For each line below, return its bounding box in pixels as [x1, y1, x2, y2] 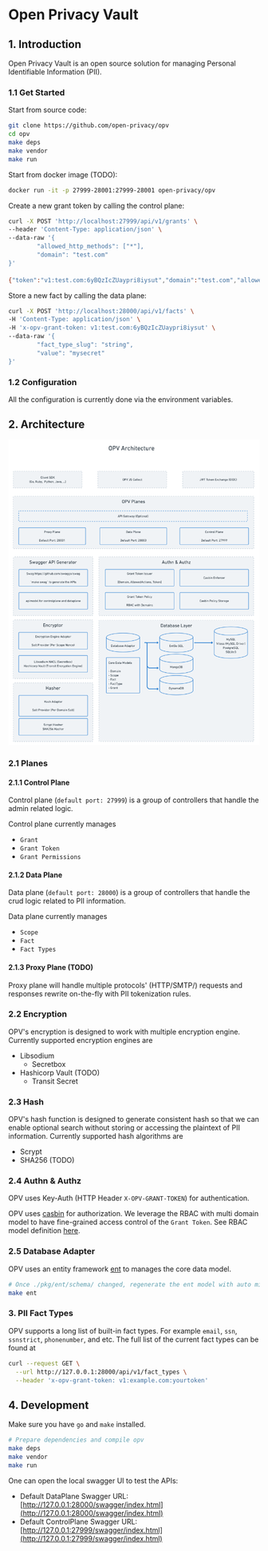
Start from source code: [8, 105, 87, 115]
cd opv [8, 130, 30, 138]
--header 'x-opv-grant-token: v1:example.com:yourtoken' [15, 1376, 209, 1384]
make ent [8, 1289, 37, 1297]
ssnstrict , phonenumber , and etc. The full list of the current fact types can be [8, 1334, 259, 1344]
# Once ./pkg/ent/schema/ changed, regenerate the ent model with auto [8, 1280, 251, 1288]
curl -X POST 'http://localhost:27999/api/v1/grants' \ [8, 217, 198, 225]
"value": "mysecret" [37, 349, 105, 357]
